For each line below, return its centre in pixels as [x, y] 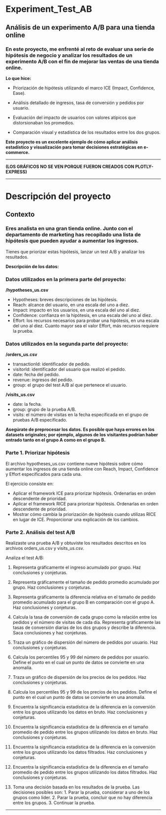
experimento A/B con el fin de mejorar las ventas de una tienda [82, 61]
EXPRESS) [17, 172]
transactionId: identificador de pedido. [51, 364]
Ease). [19, 93]
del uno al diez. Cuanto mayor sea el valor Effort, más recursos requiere [86, 326]
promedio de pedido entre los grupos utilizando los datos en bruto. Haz [85, 732]
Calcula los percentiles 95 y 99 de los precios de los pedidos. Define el [85, 692]
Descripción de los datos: [32, 266]
